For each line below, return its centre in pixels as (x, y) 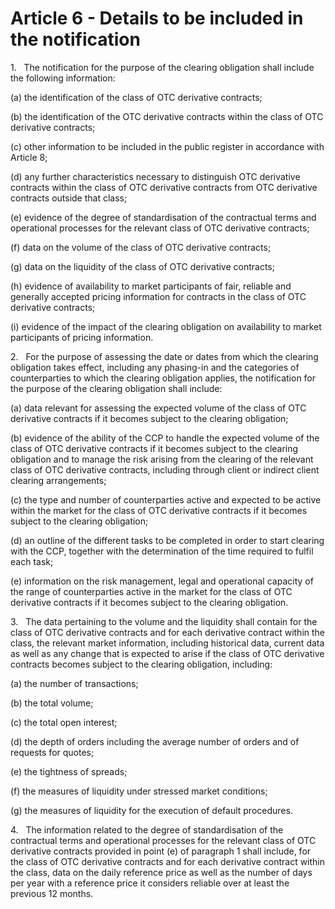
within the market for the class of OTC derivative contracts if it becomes (159, 510)
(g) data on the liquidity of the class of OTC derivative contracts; (142, 266)
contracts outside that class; (69, 198)
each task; (32, 561)
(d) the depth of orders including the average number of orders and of (155, 741)
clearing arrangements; (58, 480)
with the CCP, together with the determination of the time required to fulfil (162, 551)
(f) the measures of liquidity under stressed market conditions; (139, 791)
